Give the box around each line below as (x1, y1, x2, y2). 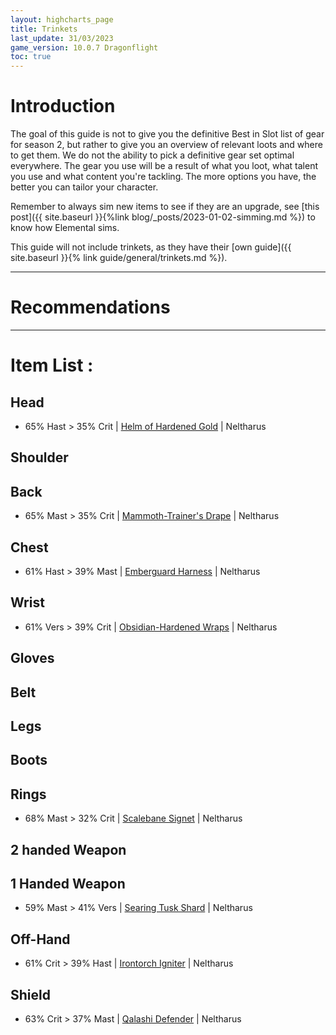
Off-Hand (10, 931, 71, 948)
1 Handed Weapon (10, 875, 126, 892)
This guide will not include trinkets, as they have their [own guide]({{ (10, 241, 292, 253)
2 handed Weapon (10, 841, 127, 858)
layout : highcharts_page (10, 14, 114, 25)
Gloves (10, 650, 55, 667)
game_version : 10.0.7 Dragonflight (10, 42, 159, 53)
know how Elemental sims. (10, 222, 120, 234)
